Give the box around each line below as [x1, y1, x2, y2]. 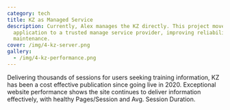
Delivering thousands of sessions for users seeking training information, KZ [7, 73, 220, 81]
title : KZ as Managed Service [7, 16, 94, 23]
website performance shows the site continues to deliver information [7, 87, 201, 96]
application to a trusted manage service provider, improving [13, 29, 194, 36]
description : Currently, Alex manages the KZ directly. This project [7, 23, 210, 29]
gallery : [7, 49, 32, 55]
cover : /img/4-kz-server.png [7, 42, 90, 49]
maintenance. [13, 36, 51, 42]
